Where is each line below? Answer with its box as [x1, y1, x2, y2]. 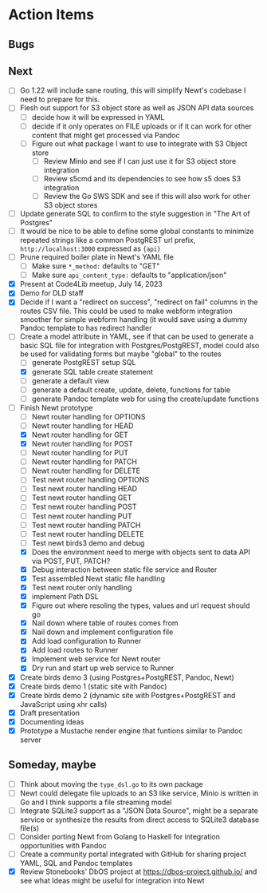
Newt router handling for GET [31, 430, 129, 439]
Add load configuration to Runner [31, 637, 142, 646]
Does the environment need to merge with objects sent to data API [31, 547, 251, 557]
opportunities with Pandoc [19, 840, 107, 850]
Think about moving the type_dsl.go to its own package [19, 779, 203, 788]
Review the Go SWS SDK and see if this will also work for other [43, 191, 251, 200]
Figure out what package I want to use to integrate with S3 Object [31, 138, 248, 149]
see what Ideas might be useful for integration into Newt [19, 876, 205, 886]
